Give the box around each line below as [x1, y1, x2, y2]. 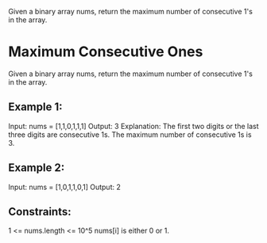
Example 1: [8, 101, 63, 114]
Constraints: [8, 205, 72, 218]
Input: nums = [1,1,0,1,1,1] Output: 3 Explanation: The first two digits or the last [8, 121, 259, 131]
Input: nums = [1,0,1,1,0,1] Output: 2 [8, 182, 121, 192]
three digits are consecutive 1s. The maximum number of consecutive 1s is [8, 130, 252, 139]
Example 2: [8, 161, 65, 175]
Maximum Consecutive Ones [8, 43, 203, 61]
